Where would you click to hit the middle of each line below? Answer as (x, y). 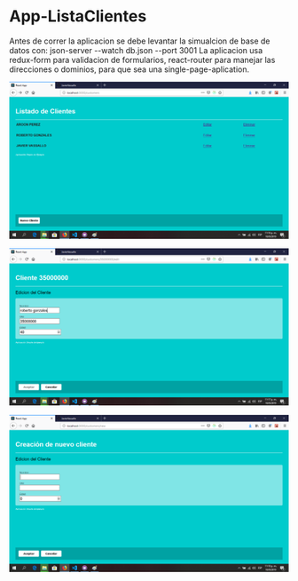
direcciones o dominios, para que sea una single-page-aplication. (129, 69)
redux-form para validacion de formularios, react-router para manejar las (142, 60)
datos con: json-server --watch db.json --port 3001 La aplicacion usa (136, 50)
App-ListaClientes (78, 16)
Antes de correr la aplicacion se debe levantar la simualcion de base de (140, 41)
